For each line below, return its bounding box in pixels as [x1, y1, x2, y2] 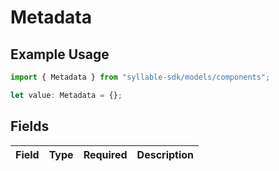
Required [83, 147, 128, 161]
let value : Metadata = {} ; [10, 90, 123, 100]
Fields [10, 118, 50, 135]
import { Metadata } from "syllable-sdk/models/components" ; [10, 72, 271, 82]
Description [136, 147, 195, 161]
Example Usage [10, 46, 110, 63]
